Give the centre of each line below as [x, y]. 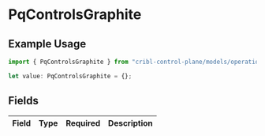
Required [83, 123]
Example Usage [47, 44]
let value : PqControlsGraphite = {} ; [70, 76]
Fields [24, 101]
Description [131, 123]
